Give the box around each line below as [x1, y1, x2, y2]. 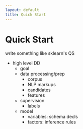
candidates [27, 87, 51, 93]
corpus [27, 76, 43, 82]
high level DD [12, 60, 40, 66]
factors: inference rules [27, 119, 76, 125]
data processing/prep [20, 71, 65, 77]
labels [27, 103, 40, 109]
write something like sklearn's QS [5, 50, 74, 56]
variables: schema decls [27, 114, 78, 120]
